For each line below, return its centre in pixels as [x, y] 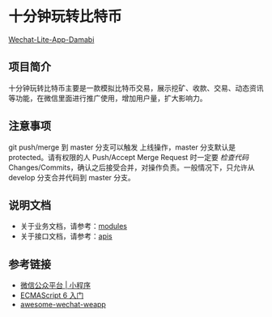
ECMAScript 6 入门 [52, 295]
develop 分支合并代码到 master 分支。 [72, 177]
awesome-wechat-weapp [63, 305]
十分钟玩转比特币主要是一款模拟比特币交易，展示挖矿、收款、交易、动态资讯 [136, 88]
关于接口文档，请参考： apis [66, 236]
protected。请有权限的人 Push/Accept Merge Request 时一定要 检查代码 [129, 157]
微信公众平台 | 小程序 [55, 285]
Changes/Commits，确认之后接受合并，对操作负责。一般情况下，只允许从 [132, 167]
